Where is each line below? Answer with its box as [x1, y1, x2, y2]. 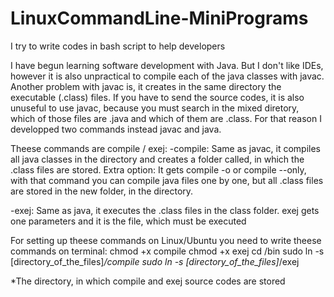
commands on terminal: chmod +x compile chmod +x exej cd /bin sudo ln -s [10, 245, 325, 257]
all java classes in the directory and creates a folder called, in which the [10, 153, 305, 165]
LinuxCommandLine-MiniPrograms [10, 7, 309, 30]
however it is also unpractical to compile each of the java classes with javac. [10, 70, 325, 82]
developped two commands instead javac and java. [10, 123, 222, 135]
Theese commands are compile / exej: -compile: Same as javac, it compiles [10, 142, 321, 154]
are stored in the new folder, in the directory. [10, 185, 194, 197]
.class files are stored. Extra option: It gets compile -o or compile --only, [10, 163, 307, 176]
